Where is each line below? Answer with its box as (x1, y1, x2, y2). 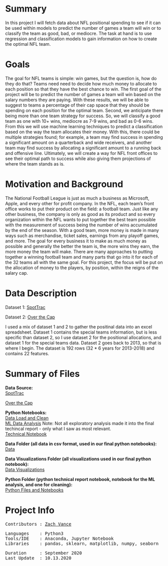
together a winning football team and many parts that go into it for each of (5, 254, 158, 260)
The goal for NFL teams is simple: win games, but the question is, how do (5, 75, 157, 81)
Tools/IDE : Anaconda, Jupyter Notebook (5, 535, 114, 541)
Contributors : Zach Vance (5, 521, 72, 527)
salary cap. (5, 270, 29, 276)
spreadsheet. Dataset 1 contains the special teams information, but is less (5, 329, 157, 335)
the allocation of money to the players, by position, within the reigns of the (5, 265, 159, 271)
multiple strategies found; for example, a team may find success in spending (5, 134, 163, 140)
